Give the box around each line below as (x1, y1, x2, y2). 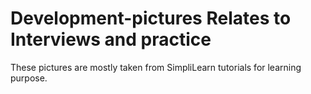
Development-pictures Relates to (10, 7, 292, 30)
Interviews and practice (10, 28, 212, 51)
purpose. (10, 72, 48, 84)
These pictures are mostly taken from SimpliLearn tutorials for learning (10, 61, 302, 73)
